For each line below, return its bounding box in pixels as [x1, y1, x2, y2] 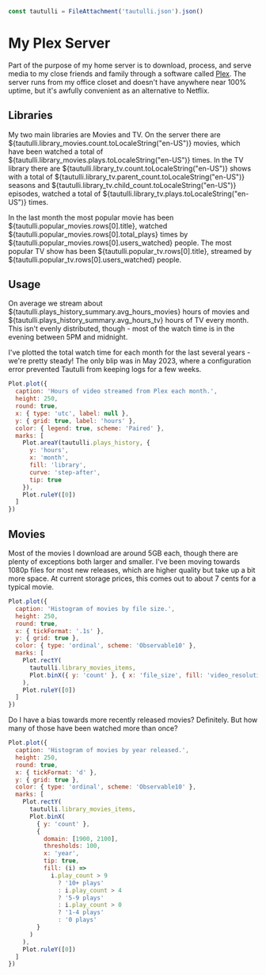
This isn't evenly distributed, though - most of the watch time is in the [8, 324, 235, 333]
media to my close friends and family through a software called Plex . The [8, 68, 247, 79]
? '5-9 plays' [58, 893, 104, 902]
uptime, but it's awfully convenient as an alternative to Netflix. [8, 86, 210, 95]
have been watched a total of [8, 147, 104, 156]
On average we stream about [8, 298, 103, 309]
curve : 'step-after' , [28, 468, 101, 476]
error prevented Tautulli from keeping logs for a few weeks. [8, 365, 202, 374]
